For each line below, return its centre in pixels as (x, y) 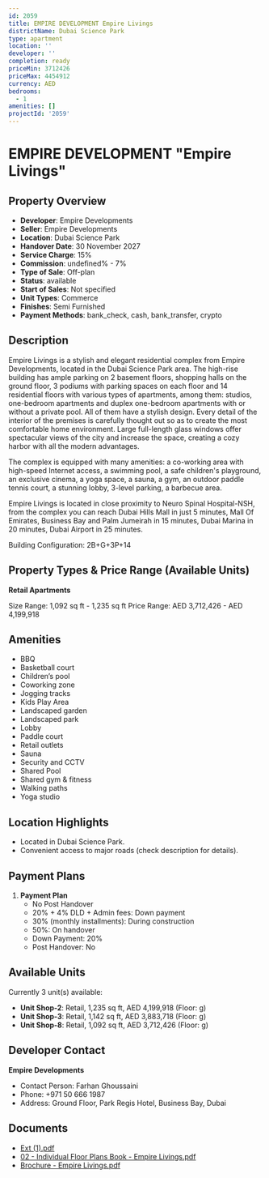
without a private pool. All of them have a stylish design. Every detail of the (133, 412)
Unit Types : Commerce (59, 298)
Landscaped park (49, 719)
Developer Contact (57, 1050)
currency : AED (32, 83)
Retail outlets (42, 745)
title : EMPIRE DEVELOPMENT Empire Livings (81, 23)
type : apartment (36, 38)
